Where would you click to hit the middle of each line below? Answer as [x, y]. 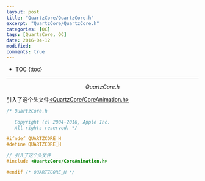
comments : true [26, 52]
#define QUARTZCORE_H [34, 144]
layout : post [23, 12]
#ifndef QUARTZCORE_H [34, 139]
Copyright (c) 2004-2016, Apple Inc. [63, 122]
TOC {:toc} [29, 69]
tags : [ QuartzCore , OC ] [37, 35]
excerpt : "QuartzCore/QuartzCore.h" [53, 23]
